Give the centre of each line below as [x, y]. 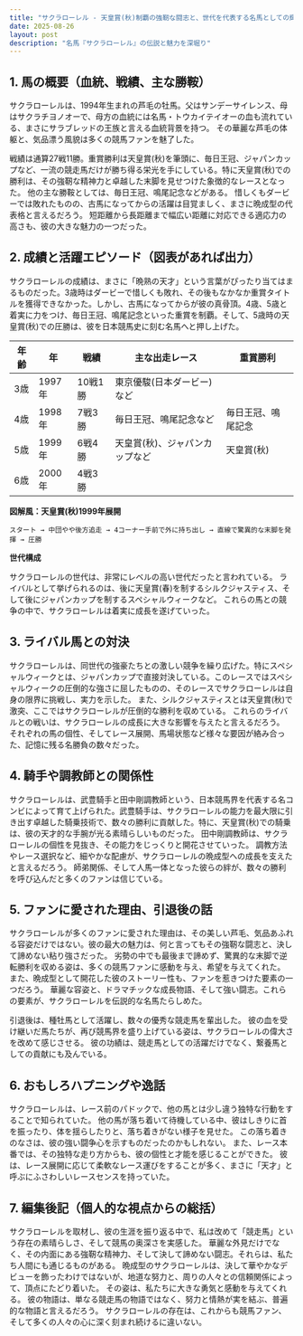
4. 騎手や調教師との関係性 [82, 776]
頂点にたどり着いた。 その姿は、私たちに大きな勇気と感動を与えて [148, 1288]
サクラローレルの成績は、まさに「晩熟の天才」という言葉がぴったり [136, 280]
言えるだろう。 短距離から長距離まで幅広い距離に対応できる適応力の [160, 215]
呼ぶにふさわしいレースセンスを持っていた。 [92, 1177]
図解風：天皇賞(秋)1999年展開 [65, 511]
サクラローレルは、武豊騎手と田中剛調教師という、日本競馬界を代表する [143, 799]
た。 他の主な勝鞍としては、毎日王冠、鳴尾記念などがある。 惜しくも [138, 193]
